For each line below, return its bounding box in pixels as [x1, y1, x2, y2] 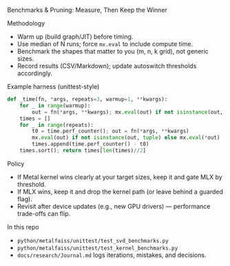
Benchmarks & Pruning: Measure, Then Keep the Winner [7, 6, 167, 14]
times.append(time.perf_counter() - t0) [32, 141, 149, 147]
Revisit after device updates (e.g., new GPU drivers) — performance [17, 202, 211, 210]
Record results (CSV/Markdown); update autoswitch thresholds [17, 62, 197, 70]
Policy [7, 159, 25, 167]
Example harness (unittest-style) [7, 83, 100, 90]
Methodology [7, 19, 45, 27]
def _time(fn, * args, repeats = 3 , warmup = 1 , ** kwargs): [7, 96, 168, 103]
